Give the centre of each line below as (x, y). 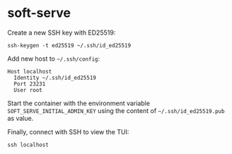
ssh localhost (28, 145)
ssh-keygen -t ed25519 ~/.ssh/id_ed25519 (69, 45)
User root (28, 90)
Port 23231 (30, 84)
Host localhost (30, 71)
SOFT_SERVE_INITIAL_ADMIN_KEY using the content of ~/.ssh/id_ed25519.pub (116, 110)
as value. (21, 118)
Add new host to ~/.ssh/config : (54, 59)
